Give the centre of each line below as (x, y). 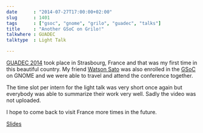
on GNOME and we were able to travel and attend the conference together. (100, 76)
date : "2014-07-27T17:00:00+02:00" (59, 12)
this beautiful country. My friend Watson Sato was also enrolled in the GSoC (101, 69)
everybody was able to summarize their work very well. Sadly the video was (101, 94)
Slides (14, 124)
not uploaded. (24, 100)
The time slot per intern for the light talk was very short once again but (95, 87)
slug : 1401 (28, 18)
